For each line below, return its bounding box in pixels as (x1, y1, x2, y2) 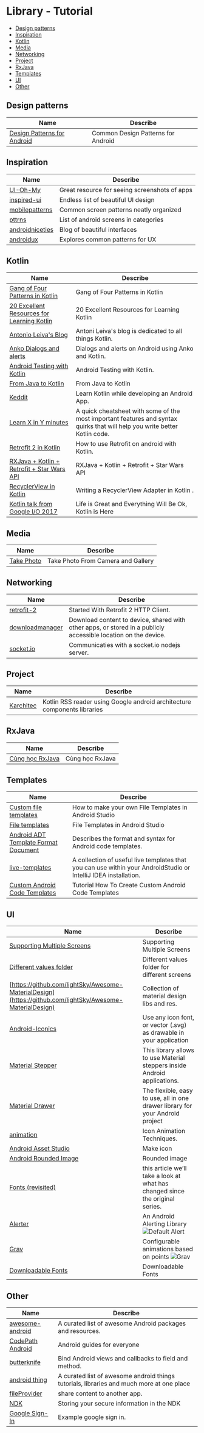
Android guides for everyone (57, 1340, 140, 1349)
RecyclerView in (9, 482, 55, 491)
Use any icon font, (142, 1013, 194, 1022)
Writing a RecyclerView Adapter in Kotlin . (75, 486, 194, 495)
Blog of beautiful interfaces (59, 225, 137, 234)
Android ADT (9, 831, 47, 839)
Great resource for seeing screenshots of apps (59, 185, 193, 194)
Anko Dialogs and (9, 345, 59, 353)
